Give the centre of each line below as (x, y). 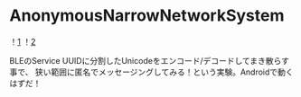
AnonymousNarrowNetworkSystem (147, 16)
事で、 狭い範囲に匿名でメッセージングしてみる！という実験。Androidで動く (151, 72)
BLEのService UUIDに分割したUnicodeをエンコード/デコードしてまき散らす (150, 60)
